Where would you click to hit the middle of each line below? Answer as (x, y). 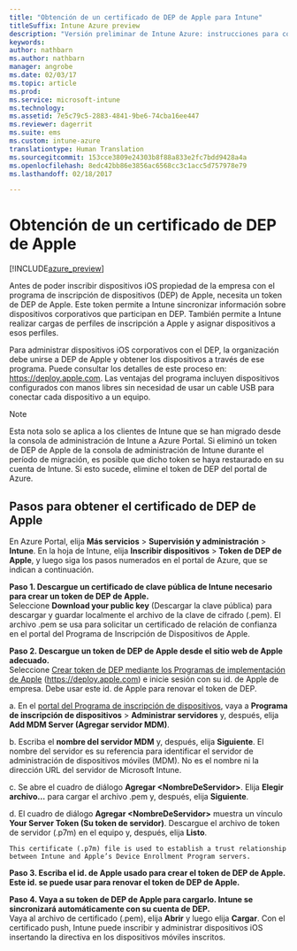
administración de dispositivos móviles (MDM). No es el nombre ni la (134, 761)
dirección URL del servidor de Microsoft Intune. (95, 770)
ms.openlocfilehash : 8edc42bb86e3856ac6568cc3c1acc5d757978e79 (128, 166)
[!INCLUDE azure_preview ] (57, 269)
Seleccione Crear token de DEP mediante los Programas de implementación (147, 670)
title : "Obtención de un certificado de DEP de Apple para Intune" (136, 17)
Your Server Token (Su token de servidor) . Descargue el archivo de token (145, 823)
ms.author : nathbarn (47, 58)
